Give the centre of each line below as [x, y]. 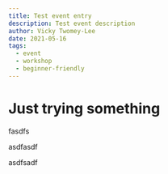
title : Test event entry [50, 16]
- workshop [34, 62]
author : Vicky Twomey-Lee [52, 31]
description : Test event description [72, 23]
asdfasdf [23, 146]
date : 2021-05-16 [38, 38]
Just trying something [84, 108]
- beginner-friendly [50, 69]
